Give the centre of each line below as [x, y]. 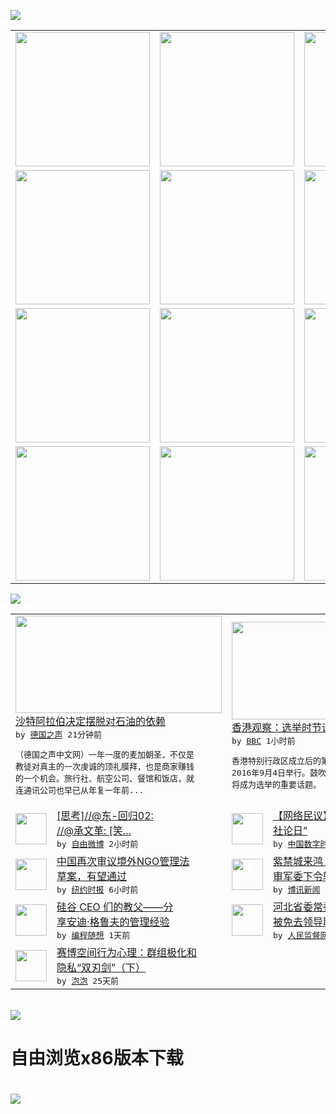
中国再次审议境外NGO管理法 [123, 861]
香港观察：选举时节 [277, 727]
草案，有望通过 [92, 876]
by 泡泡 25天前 [87, 981]
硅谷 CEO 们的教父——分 [115, 907]
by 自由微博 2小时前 [97, 844]
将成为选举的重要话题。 [276, 784]
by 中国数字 [297, 844]
